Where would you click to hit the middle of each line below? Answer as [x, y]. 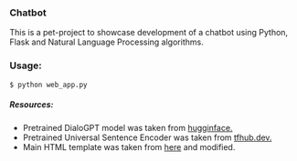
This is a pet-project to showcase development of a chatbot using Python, [149, 33]
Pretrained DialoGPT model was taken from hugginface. [127, 127]
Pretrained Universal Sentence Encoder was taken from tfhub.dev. [147, 137]
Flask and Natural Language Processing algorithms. [106, 42]
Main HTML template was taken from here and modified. [129, 146]
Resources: [32, 105]
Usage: [26, 65]
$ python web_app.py [49, 85]
